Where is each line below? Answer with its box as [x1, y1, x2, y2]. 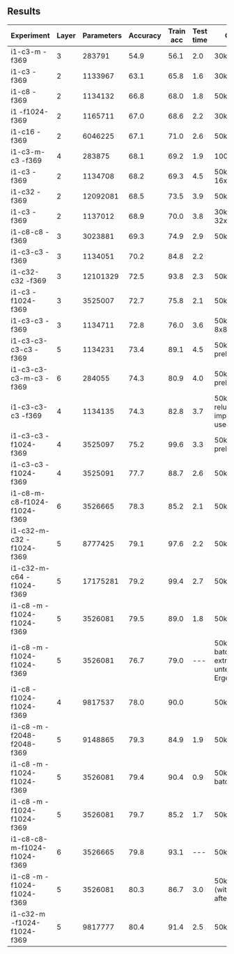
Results [7, 6, 41, 17]
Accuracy [128, 31, 162, 40]
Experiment [10, 31, 50, 40]
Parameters [82, 31, 122, 40]
